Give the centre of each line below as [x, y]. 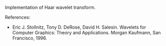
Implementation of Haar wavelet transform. [50, 7]
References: [17, 17]
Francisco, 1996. [30, 38]
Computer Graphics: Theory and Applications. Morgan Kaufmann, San [87, 32]
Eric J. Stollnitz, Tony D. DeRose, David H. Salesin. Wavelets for [79, 27]
